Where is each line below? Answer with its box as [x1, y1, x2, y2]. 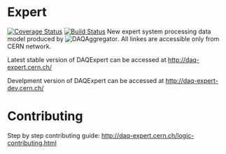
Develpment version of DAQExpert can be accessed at [7, 76, 164, 84]
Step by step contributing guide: [7, 131, 100, 139]
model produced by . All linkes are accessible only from [7, 34, 220, 43]
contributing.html [7, 139, 57, 147]
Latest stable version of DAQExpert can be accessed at [7, 55, 167, 63]
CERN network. [7, 42, 52, 50]
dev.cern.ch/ [7, 84, 44, 92]
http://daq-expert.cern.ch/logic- [101, 131, 195, 139]
